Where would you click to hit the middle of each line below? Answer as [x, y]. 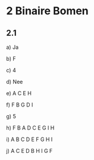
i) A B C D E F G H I [29, 139]
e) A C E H [19, 93]
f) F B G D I [20, 105]
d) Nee [15, 82]
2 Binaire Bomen [48, 11]
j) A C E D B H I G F [29, 151]
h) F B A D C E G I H [30, 128]
